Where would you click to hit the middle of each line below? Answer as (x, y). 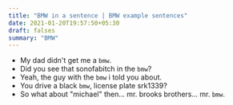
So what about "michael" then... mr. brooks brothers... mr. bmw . (123, 94)
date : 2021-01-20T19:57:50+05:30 (64, 23)
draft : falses (32, 30)
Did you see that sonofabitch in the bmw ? (86, 69)
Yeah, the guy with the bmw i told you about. (91, 77)
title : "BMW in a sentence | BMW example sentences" (98, 16)
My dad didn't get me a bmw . (66, 60)
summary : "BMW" (34, 38)
